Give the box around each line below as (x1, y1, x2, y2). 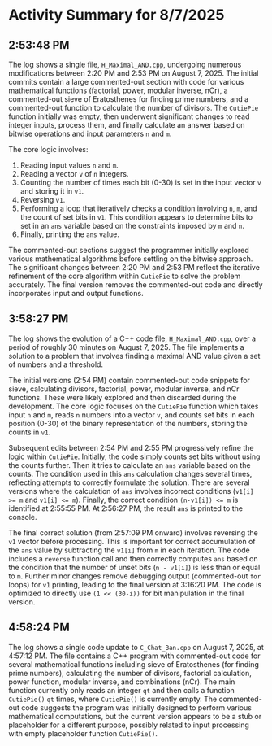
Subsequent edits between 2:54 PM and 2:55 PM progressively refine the (8, 443, 254, 452)
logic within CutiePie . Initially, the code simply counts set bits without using (8, 452, 261, 461)
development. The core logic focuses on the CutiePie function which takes (8, 401, 259, 411)
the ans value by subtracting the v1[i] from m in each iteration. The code (8, 545, 250, 555)
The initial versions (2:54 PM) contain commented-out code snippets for (8, 375, 250, 385)
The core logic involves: (8, 145, 89, 154)
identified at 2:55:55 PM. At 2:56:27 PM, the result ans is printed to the (8, 503, 244, 513)
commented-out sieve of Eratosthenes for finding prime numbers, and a (8, 94, 249, 103)
